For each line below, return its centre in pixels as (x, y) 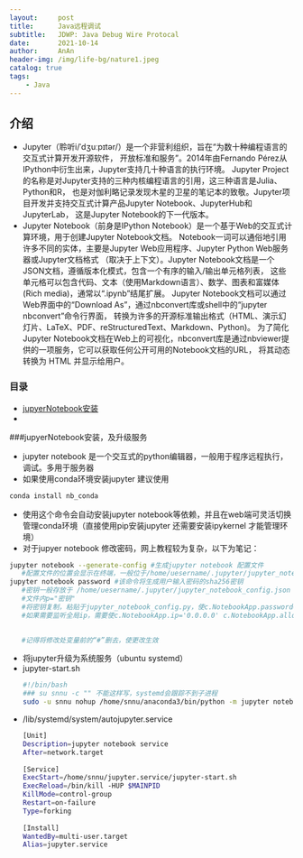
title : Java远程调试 (55, 26)
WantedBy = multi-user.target (75, 836)
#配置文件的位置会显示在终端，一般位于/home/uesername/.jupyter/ (134, 574)
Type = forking (47, 811)
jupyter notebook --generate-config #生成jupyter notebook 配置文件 (137, 565)
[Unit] (35, 736)
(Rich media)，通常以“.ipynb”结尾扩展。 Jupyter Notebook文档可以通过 (154, 293)
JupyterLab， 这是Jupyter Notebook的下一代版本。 (118, 215)
